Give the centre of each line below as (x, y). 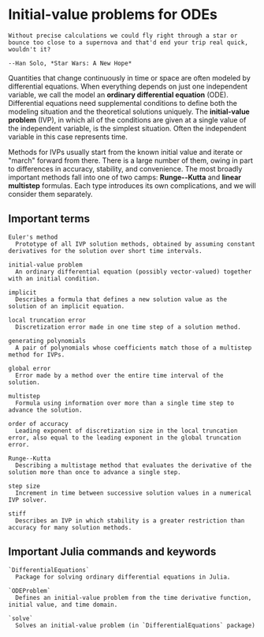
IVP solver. (28, 499)
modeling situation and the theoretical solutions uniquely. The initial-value (129, 111)
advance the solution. (45, 410)
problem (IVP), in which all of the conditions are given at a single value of (127, 119)
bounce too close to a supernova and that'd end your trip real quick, (128, 42)
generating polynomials (47, 341)
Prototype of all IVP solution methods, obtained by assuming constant (136, 244)
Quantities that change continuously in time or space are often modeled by (129, 77)
